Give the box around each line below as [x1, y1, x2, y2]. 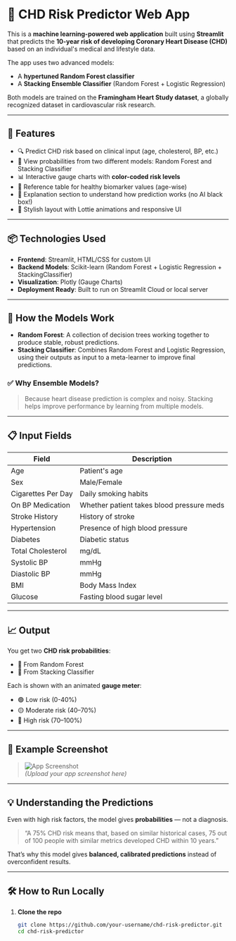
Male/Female [79, 477, 123, 487]
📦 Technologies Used [7, 233, 107, 245]
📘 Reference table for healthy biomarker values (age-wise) [17, 183, 188, 191]
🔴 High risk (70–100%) [17, 716, 83, 725]
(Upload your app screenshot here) [24, 770, 127, 778]
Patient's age [79, 466, 123, 476]
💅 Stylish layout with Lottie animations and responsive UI [17, 204, 182, 214]
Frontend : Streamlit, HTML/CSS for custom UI [17, 255, 151, 264]
